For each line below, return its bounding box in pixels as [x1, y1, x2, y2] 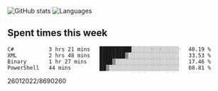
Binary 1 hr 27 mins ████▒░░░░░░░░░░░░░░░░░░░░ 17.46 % [7, 58, 212, 65]
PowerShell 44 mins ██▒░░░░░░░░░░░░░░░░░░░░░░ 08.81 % [7, 64, 212, 71]
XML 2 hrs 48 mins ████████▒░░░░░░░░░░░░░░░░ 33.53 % [7, 51, 212, 59]
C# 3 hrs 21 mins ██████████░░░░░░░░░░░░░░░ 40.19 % [7, 46, 212, 53]
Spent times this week [7, 27, 108, 39]
